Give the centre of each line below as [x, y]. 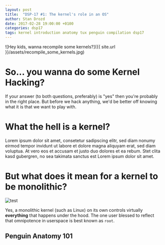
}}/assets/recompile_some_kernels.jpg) [45, 52]
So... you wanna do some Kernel [72, 72]
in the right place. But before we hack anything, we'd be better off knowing [81, 101]
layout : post [18, 10]
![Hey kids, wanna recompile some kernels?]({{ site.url [60, 47]
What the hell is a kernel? [58, 127]
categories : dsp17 [24, 28]
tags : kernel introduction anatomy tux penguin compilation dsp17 [75, 33]
